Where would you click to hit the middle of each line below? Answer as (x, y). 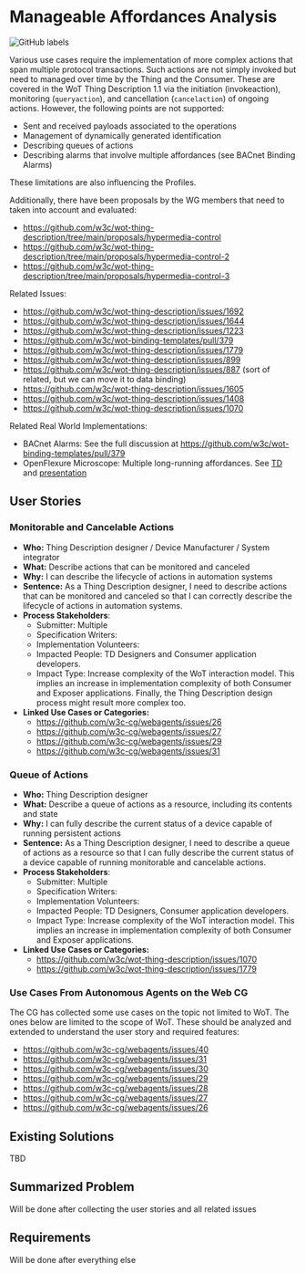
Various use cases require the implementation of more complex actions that (151, 59)
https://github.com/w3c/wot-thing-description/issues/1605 (133, 389)
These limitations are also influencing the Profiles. (103, 182)
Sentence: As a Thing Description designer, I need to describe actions (155, 586)
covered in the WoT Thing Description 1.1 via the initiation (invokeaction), (145, 89)
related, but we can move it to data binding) (104, 379)
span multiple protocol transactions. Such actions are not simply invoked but (153, 69)
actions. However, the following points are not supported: (117, 108)
